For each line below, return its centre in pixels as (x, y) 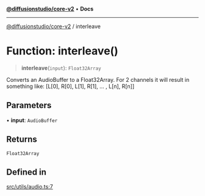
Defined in (27, 172)
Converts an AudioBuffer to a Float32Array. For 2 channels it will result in (98, 79)
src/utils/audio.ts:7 (30, 187)
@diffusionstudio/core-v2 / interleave (53, 26)
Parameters (29, 105)
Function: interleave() (63, 51)
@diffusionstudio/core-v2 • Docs (50, 9)
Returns (22, 140)
